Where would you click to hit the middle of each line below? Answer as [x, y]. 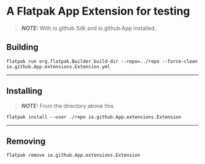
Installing [24, 91]
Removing [26, 141]
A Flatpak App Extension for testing [98, 11]
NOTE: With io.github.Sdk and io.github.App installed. [89, 28]
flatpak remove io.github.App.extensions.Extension [73, 155]
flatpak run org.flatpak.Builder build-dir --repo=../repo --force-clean [102, 61]
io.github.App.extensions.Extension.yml [59, 66]
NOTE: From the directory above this [67, 105]
